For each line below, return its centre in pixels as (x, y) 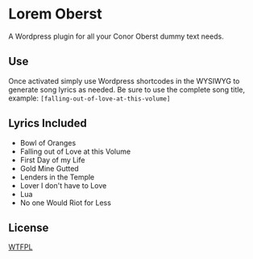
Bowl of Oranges (48, 142)
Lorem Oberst (55, 14)
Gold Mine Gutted (49, 168)
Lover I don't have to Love (63, 185)
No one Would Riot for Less (65, 203)
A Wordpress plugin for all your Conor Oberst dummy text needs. (116, 36)
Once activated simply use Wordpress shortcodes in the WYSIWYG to (124, 80)
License (29, 227)
